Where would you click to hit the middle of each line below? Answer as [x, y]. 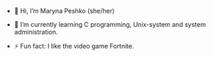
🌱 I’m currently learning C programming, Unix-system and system [110, 24]
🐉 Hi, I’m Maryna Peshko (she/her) [64, 11]
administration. [36, 32]
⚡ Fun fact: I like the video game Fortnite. [74, 46]
